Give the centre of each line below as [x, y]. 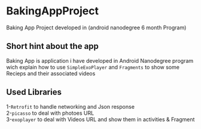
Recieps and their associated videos [51, 73]
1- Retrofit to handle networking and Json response [70, 106]
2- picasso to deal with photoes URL [50, 113]
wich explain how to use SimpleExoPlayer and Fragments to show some [93, 67]
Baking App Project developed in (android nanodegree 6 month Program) [96, 27]
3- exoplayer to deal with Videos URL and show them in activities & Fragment [100, 119]
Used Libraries [34, 92]
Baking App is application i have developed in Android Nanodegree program [100, 60]
